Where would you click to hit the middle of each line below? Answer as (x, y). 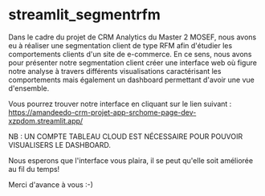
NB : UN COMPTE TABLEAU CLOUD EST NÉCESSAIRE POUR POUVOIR (126, 136)
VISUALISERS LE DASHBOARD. (59, 145)
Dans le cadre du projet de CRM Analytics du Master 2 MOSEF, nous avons (132, 37)
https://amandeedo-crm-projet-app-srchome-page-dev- (102, 112)
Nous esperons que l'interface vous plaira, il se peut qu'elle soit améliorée (131, 160)
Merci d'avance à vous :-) (51, 184)
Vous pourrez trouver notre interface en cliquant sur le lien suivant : (120, 104)
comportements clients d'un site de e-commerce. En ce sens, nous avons (130, 54)
